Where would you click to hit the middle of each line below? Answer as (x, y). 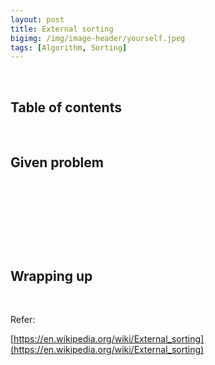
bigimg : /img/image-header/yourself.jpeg (98, 38)
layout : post (37, 19)
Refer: (23, 320)
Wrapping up (51, 276)
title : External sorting (62, 29)
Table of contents (66, 107)
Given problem (57, 162)
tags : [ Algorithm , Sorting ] (69, 47)
